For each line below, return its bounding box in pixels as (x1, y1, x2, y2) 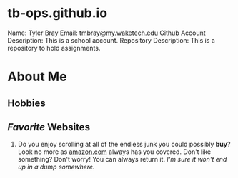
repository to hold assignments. (7, 43, 101, 52)
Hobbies (7, 97, 46, 109)
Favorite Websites (7, 121, 91, 133)
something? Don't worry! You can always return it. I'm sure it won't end (17, 155, 227, 164)
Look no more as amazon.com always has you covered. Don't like (17, 147, 212, 156)
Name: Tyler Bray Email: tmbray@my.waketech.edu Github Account (7, 28, 206, 37)
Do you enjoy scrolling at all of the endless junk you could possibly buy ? (17, 140, 231, 149)
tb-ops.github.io (7, 5, 108, 21)
